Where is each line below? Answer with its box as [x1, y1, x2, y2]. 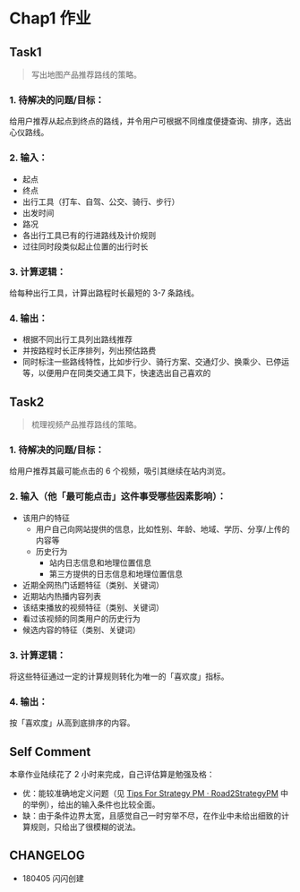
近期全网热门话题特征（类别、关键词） [21, 579, 164, 590]
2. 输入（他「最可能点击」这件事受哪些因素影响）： [9, 490, 227, 502]
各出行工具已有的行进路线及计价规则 [21, 229, 157, 240]
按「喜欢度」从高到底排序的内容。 [9, 717, 135, 728]
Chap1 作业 [9, 8, 91, 29]
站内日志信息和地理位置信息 [48, 557, 152, 568]
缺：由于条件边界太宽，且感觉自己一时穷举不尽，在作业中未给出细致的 [21, 811, 282, 820]
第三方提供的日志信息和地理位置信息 [48, 568, 184, 579]
